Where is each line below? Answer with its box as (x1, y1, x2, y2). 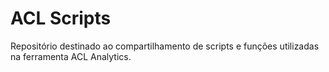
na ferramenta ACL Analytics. (10, 50, 132, 62)
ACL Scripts (10, 7, 112, 30)
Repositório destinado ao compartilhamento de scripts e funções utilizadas (10, 40, 320, 52)
